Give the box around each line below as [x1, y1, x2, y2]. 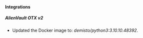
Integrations [5, 4, 31, 10]
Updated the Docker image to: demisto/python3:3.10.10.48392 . [12, 27, 138, 33]
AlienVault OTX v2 [5, 15, 43, 21]
